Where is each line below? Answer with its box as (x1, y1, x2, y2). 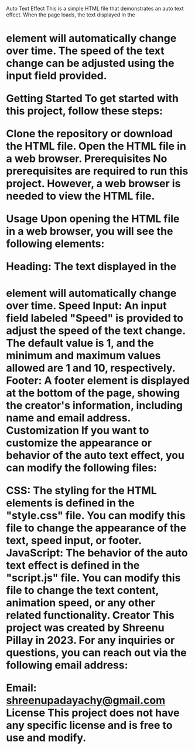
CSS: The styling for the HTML (6, 484, 157, 498)
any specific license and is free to (6, 719, 173, 732)
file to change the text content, (6, 584, 159, 597)
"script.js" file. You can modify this (6, 572, 181, 585)
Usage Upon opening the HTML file (6, 212, 180, 225)
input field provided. (6, 69, 107, 83)
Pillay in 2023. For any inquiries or (6, 634, 175, 647)
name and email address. (6, 411, 131, 425)
